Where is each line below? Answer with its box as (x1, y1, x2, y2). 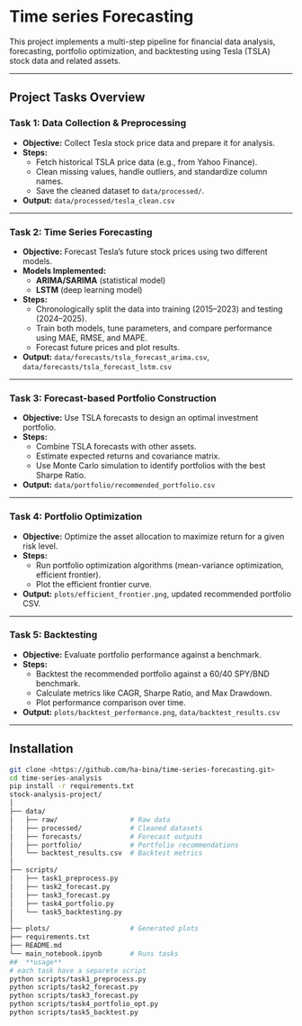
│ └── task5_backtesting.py (9, 907, 123, 916)
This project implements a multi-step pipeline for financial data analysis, (9, 36, 276, 47)
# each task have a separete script (9, 966, 147, 975)
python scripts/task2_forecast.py (9, 983, 139, 992)
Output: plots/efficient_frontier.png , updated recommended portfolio (22, 588, 292, 599)
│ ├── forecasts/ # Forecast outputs (9, 831, 203, 841)
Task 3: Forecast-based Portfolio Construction (9, 392, 218, 404)
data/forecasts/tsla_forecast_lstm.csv (22, 362, 173, 371)
